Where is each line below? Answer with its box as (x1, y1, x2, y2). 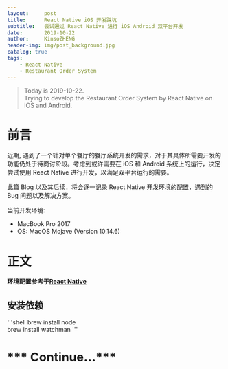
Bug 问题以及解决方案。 (7, 192, 74, 200)
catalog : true (7, 49, 48, 56)
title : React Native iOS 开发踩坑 (7, 16, 117, 23)
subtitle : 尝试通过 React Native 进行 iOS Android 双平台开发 (7, 23, 184, 30)
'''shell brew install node (7, 318, 76, 326)
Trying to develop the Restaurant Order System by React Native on (23, 93, 213, 102)
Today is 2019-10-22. (23, 87, 84, 95)
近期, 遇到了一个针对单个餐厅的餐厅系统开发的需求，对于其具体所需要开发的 (7, 151, 221, 159)
